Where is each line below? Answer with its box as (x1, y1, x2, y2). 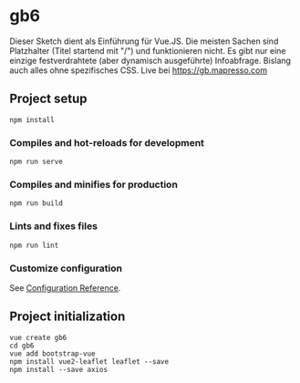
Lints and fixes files (9, 220, 98, 233)
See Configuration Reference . (9, 282, 121, 293)
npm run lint (9, 241, 59, 250)
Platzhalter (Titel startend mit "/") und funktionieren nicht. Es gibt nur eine (9, 45, 286, 56)
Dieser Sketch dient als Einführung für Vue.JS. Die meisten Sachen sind (9, 36, 279, 47)
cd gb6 (9, 341, 35, 350)
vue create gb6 (9, 333, 67, 342)
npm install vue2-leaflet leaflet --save (9, 357, 170, 366)
